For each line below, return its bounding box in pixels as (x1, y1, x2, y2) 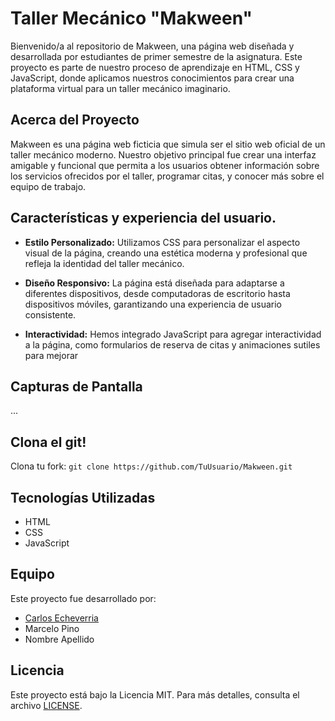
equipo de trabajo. (10, 180, 87, 192)
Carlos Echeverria (24, 612, 99, 624)
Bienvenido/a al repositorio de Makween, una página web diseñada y (10, 40, 295, 52)
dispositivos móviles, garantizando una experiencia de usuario (24, 298, 282, 310)
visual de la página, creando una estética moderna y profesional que (24, 247, 308, 259)
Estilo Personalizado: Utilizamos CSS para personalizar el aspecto (24, 236, 301, 248)
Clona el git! (10, 433, 87, 451)
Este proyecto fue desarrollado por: (10, 592, 157, 604)
